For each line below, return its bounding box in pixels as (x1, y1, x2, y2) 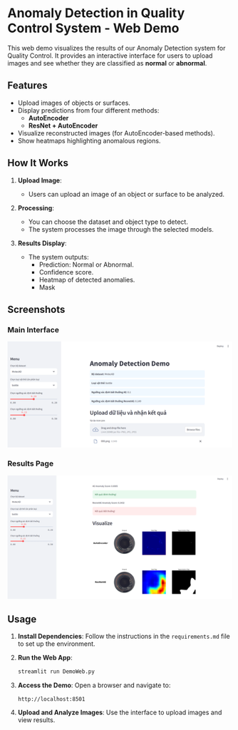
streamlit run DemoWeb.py (17, 668, 95, 675)
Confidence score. (38, 267, 94, 276)
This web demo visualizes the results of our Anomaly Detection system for (7, 43, 226, 52)
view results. (17, 716, 56, 724)
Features (7, 80, 48, 92)
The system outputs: (28, 252, 89, 261)
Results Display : (17, 239, 67, 247)
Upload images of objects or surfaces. (17, 98, 130, 107)
